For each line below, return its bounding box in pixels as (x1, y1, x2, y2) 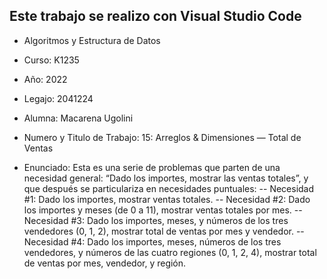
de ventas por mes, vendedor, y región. (23, 257, 187, 269)
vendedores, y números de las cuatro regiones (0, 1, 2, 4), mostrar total (23, 246, 317, 258)
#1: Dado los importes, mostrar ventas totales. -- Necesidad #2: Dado (23, 193, 311, 205)
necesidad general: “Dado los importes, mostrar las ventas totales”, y (23, 172, 309, 184)
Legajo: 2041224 (23, 92, 94, 104)
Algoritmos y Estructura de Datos (23, 34, 161, 46)
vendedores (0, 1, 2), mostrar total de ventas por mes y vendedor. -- (23, 225, 305, 237)
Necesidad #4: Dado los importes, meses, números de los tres (23, 235, 282, 248)
